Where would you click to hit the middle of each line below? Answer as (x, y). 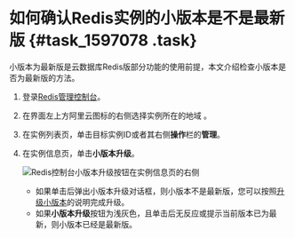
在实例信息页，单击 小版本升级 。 (80, 153)
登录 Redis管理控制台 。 (64, 96)
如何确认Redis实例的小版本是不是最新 (147, 18)
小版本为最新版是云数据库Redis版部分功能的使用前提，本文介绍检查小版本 (144, 67)
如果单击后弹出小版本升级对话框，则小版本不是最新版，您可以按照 (156, 191)
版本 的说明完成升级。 (90, 202)
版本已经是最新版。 (102, 224)
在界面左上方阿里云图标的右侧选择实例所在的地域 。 (116, 115)
